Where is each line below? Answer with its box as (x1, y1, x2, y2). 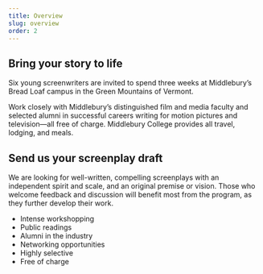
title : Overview (8, 11, 63, 20)
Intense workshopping (19, 214, 95, 223)
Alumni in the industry (19, 231, 93, 240)
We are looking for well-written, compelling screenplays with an (8, 172, 220, 182)
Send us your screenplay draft (8, 151, 163, 165)
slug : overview (8, 19, 60, 27)
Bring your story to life (8, 56, 123, 70)
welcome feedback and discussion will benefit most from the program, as (8, 190, 252, 199)
